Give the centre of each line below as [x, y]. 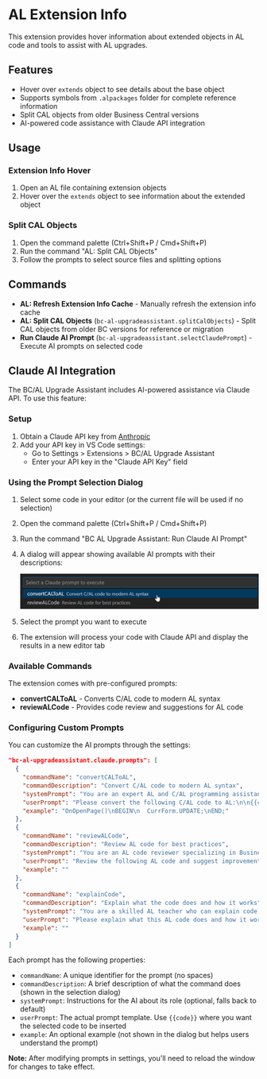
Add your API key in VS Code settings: [82, 445]
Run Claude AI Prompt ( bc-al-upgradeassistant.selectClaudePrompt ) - [136, 337]
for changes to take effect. [52, 1067]
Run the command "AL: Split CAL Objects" [89, 251]
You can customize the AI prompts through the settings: [99, 745]
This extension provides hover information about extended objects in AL [126, 37]
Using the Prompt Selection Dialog [76, 482]
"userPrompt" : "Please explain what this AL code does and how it [135, 919]
